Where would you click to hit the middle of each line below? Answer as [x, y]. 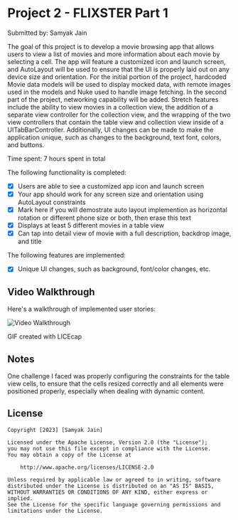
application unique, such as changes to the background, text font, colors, [114, 137]
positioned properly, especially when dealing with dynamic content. [106, 391]
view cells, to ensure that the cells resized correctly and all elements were [115, 383]
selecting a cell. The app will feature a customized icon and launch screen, [117, 61]
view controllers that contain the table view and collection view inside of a [115, 122]
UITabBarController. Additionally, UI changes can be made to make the [110, 129]
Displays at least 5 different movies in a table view [91, 225]
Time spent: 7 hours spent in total [56, 159]
